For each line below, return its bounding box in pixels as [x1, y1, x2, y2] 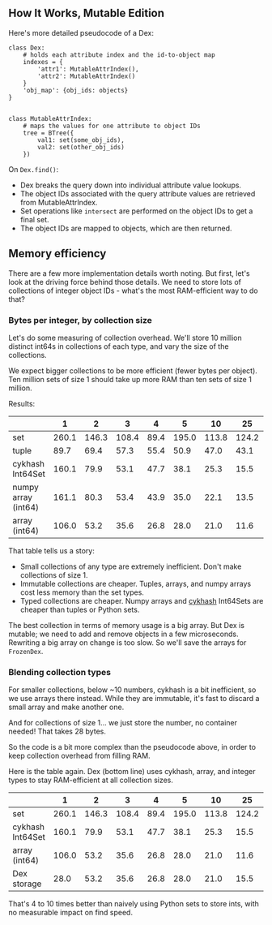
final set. [19, 214, 49, 224]
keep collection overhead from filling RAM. [8, 751, 151, 761]
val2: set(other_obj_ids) [37, 143, 125, 151]
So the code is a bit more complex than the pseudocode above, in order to [8, 742, 257, 752]
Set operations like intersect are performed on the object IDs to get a [19, 206, 253, 216]
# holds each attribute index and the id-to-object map [23, 50, 216, 59]
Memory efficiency [8, 247, 107, 260]
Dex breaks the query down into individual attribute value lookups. [19, 180, 241, 190]
